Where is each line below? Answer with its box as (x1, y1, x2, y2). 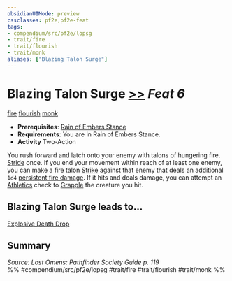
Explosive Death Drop (7, 219, 70, 228)
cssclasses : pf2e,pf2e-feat (7, 17, 89, 24)
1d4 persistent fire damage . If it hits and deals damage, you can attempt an (7, 173, 222, 182)
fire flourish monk (7, 109, 58, 117)
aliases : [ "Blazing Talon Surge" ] (7, 56, 108, 63)
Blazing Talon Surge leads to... (7, 201, 143, 213)
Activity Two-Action (17, 137, 77, 145)
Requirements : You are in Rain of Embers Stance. (17, 130, 161, 138)
